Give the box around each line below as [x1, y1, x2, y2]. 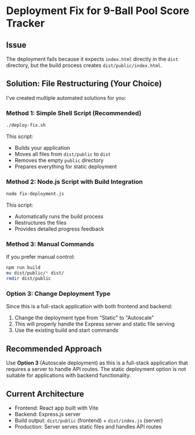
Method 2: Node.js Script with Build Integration [6, 177, 143, 186]
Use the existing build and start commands [14, 327, 119, 334]
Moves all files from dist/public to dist [14, 150, 111, 157]
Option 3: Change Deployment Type [6, 289, 110, 298]
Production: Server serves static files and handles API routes [14, 423, 162, 430]
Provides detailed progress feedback [14, 225, 105, 232]
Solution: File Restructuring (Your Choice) [6, 79, 162, 89]
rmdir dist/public [6, 276, 51, 282]
